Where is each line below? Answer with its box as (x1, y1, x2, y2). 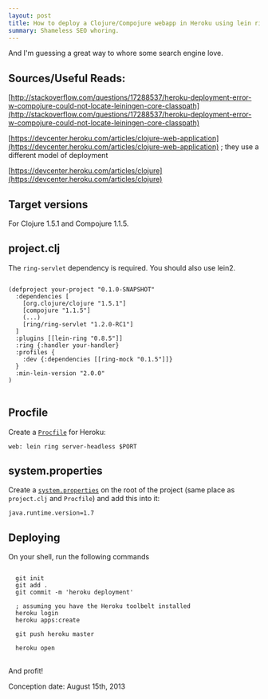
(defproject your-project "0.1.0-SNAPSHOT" (8, 285, 156, 294)
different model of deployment (8, 151, 108, 160)
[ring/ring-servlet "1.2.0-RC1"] (22, 320, 134, 328)
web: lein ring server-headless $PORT (8, 442, 137, 451)
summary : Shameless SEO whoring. (8, 26, 120, 34)
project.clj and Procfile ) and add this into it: (8, 494, 160, 504)
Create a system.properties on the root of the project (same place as (8, 485, 235, 495)
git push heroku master (15, 630, 94, 638)
